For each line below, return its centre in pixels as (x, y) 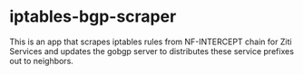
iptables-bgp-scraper (93, 17)
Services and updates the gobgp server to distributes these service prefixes (152, 51)
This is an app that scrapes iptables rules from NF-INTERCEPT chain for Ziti (151, 42)
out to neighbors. (42, 61)
